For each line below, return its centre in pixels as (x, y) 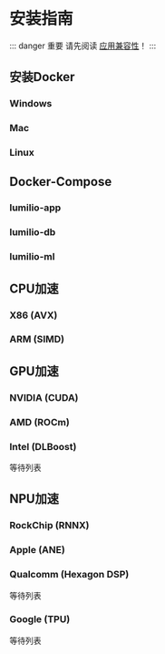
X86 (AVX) (34, 315)
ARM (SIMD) (37, 340)
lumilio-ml (32, 257)
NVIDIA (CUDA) (44, 397)
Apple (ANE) (37, 550)
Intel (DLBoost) (43, 446)
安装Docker (42, 77)
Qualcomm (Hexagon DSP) (69, 575)
